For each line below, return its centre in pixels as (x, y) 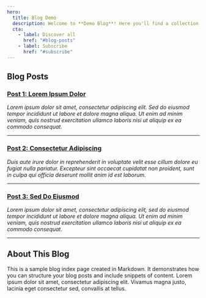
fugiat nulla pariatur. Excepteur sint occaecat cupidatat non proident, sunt (101, 168)
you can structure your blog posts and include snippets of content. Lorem (100, 275)
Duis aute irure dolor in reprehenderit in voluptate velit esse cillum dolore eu (102, 162)
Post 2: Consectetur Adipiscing (54, 149)
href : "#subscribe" (48, 52)
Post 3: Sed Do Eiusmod (43, 196)
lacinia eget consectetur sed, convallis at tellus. (67, 288)
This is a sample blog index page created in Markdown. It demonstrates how (103, 269)
